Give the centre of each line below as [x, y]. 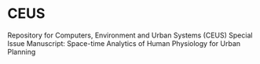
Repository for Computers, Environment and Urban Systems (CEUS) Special [130, 35]
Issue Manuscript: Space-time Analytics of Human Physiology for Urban [124, 43]
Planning [22, 52]
